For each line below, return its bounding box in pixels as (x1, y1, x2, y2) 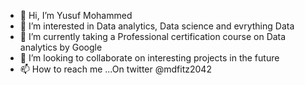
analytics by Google (19, 41, 103, 53)
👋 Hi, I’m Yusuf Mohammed (19, 10, 133, 21)
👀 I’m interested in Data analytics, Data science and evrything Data (19, 20, 295, 32)
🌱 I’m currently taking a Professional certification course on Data (19, 31, 287, 42)
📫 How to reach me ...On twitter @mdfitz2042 (19, 63, 212, 75)
